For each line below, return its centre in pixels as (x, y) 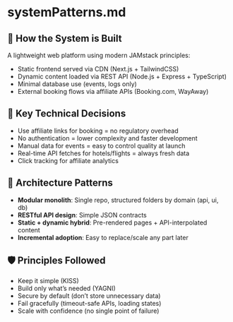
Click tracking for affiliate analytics (68, 160)
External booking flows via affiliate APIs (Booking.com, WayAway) (113, 91)
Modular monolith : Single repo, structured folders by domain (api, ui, (118, 200)
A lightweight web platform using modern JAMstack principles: (99, 55)
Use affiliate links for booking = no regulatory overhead (98, 131)
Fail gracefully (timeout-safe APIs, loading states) (89, 304)
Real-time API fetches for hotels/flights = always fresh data (103, 153)
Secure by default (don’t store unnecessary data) (89, 296)
